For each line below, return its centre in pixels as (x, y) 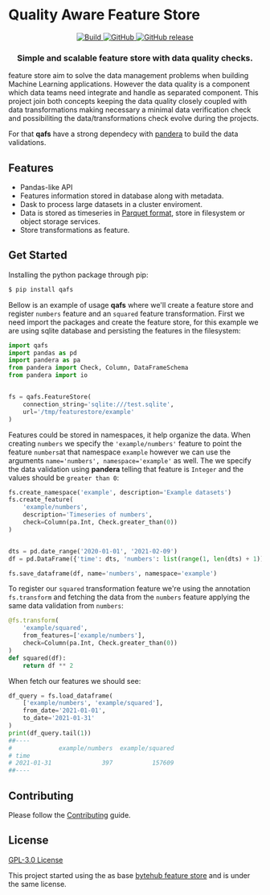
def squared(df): (37, 658)
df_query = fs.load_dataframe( (61, 696)
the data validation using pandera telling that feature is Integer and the (126, 469)
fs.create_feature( (41, 500)
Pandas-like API (46, 188)
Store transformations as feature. (75, 230)
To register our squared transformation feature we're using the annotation (129, 589)
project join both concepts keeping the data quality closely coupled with (128, 102)
